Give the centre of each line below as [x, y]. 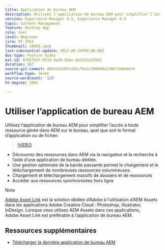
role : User [16, 32]
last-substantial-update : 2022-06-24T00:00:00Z [55, 51]
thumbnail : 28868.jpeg [28, 46]
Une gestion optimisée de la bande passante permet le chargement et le [85, 165]
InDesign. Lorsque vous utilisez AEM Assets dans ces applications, [73, 210]
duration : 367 [20, 64]
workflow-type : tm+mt [27, 74]
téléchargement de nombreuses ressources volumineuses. [71, 170]
